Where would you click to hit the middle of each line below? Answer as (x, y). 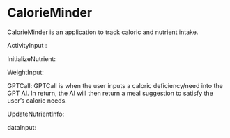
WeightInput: (25, 72)
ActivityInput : (27, 45)
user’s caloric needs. (37, 100)
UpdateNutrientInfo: (36, 114)
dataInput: (22, 127)
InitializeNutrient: (31, 59)
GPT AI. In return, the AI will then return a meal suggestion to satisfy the (110, 93)
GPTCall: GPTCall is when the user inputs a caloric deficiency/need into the (115, 85)
